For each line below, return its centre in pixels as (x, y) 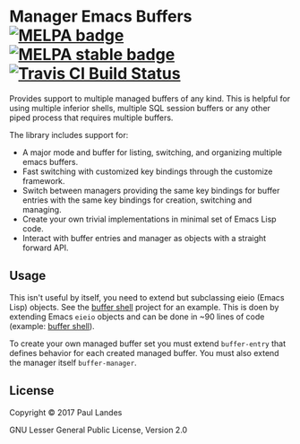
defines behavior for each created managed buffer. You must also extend (144, 353)
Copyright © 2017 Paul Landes (66, 412)
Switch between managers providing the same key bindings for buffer (151, 190)
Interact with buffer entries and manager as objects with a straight (144, 238)
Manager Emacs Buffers (101, 17)
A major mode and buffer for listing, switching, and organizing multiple (152, 152)
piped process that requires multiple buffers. (91, 118)
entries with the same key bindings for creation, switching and (137, 200)
